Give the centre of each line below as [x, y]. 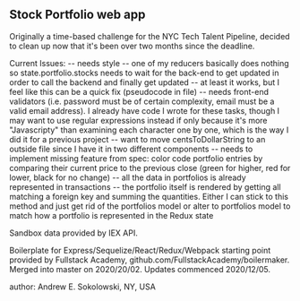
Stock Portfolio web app [77, 15]
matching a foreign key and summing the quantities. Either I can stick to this [149, 196]
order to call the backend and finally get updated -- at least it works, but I [145, 82]
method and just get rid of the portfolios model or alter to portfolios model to [150, 206]
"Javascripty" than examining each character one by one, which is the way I [149, 130]
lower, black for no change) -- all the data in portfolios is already [128, 177]
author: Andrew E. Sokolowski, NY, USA [83, 287]
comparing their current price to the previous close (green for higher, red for [150, 168]
